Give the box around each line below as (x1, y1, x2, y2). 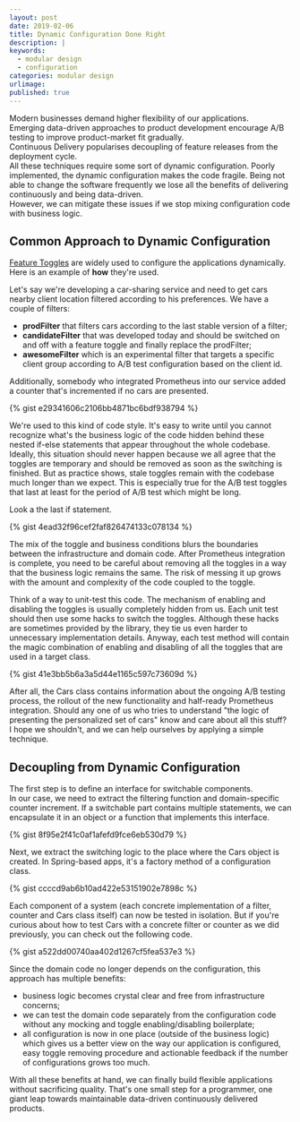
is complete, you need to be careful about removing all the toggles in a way (9, 558, 287, 569)
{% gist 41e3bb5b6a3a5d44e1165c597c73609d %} (9, 669, 198, 680)
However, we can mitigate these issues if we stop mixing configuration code (9, 198, 291, 209)
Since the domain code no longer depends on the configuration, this (9, 964, 261, 974)
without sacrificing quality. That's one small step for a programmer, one (9, 1084, 273, 1095)
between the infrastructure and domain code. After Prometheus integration (9, 548, 286, 560)
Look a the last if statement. (9, 504, 112, 515)
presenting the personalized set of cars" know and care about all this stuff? (9, 715, 287, 725)
